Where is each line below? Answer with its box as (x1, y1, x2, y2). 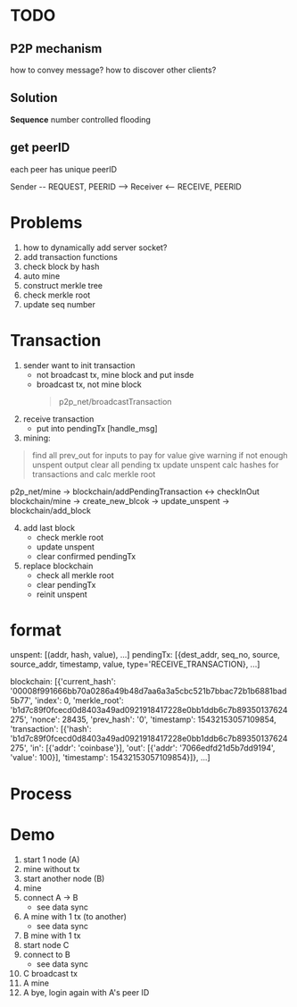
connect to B (22, 949, 70, 960)
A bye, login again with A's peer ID (22, 986, 150, 997)
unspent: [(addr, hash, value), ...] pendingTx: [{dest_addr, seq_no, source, (10, 650, 280, 660)
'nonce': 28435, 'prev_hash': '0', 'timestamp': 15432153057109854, (29, 714, 277, 725)
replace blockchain (22, 560, 94, 571)
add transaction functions (22, 251, 119, 262)
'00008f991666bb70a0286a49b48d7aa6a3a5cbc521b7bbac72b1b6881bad (10, 685, 287, 697)
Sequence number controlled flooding (10, 113, 151, 125)
